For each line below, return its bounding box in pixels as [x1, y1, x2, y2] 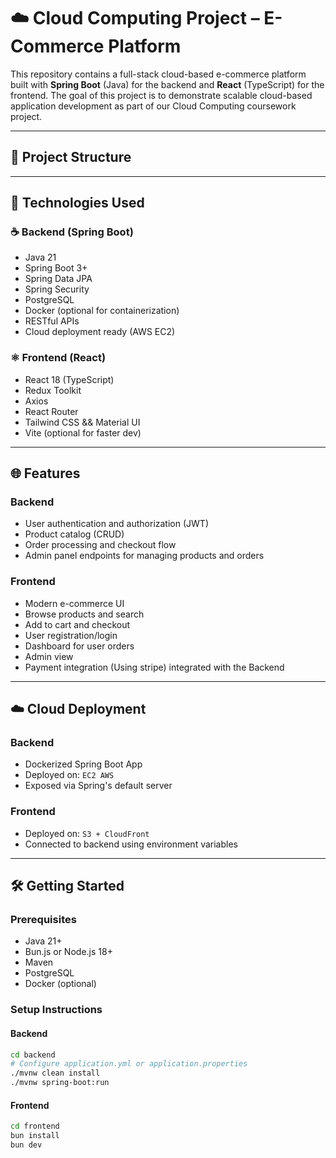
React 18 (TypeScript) [24, 373, 115, 385]
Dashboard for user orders [24, 640, 135, 652]
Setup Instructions [10, 1003, 103, 1017]
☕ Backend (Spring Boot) [10, 225, 134, 239]
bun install [10, 1131, 60, 1141]
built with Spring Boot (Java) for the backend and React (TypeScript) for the [10, 78, 325, 90]
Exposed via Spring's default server [24, 780, 173, 792]
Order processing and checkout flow [24, 539, 177, 551]
